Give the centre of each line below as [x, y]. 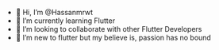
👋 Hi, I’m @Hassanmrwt [54, 12]
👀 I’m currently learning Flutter [65, 21]
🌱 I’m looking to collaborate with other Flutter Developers [109, 29]
